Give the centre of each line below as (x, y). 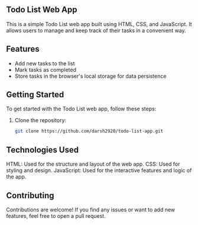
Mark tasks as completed (46, 69)
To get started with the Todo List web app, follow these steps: (81, 109)
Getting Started (35, 95)
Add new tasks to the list (45, 63)
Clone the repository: (40, 121)
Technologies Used (42, 150)
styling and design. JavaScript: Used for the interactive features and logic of (99, 170)
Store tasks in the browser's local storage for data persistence (90, 76)
